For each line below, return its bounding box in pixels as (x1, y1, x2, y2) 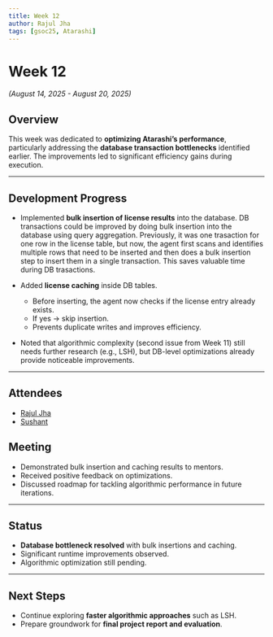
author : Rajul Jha (8, 20, 71, 28)
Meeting (8, 440, 52, 454)
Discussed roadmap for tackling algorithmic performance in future (19, 479, 242, 489)
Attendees (8, 386, 63, 400)
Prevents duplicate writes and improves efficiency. (32, 322, 201, 332)
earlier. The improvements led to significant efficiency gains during (8, 151, 232, 161)
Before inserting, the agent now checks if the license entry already (32, 296, 256, 306)
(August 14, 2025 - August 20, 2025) (8, 89, 132, 98)
